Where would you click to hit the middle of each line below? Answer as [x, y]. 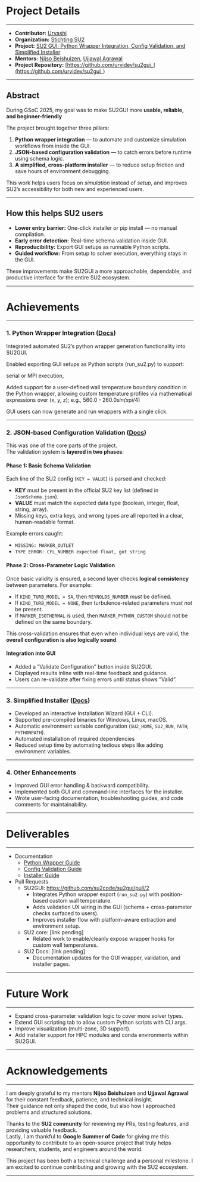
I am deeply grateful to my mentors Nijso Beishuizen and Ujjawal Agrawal [97, 1093]
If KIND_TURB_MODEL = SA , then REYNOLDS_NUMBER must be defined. [93, 596]
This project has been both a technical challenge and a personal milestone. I [100, 1161]
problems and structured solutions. [49, 1112]
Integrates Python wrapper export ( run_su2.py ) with [96, 894]
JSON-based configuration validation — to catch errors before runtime [103, 152]
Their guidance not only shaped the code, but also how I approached [91, 1106]
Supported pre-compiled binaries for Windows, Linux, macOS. [91, 720]
